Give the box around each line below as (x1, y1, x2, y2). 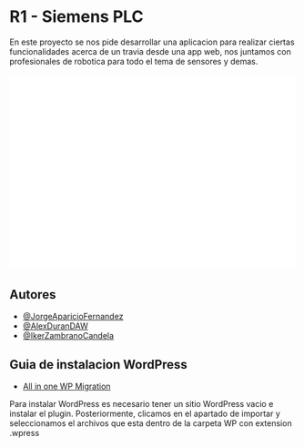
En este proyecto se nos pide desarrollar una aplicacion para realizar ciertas (9, 36, 295, 47)
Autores (9, 287, 56, 302)
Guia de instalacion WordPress (9, 357, 188, 372)
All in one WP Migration (22, 381, 111, 392)
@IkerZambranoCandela (22, 330, 115, 341)
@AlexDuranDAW (22, 320, 88, 331)
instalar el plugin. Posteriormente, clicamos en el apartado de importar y (9, 408, 280, 420)
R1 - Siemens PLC (9, 6, 144, 27)
